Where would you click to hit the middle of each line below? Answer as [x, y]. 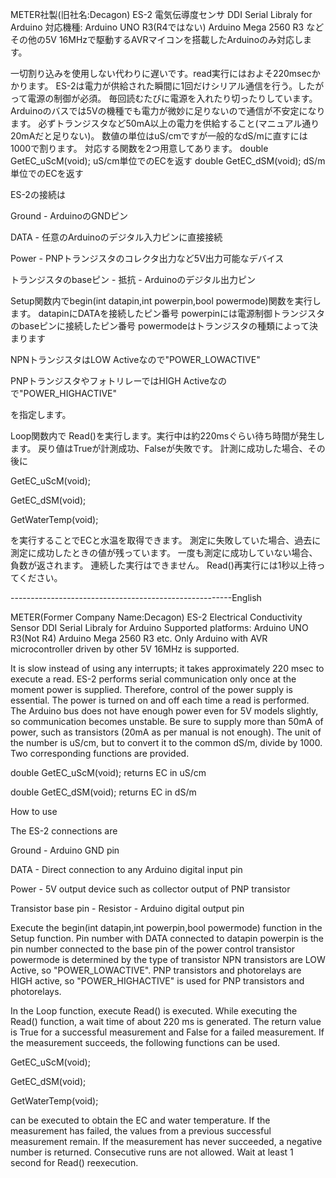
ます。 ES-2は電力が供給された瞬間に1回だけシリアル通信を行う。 [162, 86]
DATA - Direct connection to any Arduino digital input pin [126, 869]
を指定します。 [41, 414]
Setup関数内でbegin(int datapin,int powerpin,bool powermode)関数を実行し [166, 301]
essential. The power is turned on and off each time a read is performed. [160, 700]
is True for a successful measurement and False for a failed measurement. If [167, 1032]
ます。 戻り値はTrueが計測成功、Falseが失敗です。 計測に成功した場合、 [159, 448]
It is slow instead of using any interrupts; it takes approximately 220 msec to [167, 668]
